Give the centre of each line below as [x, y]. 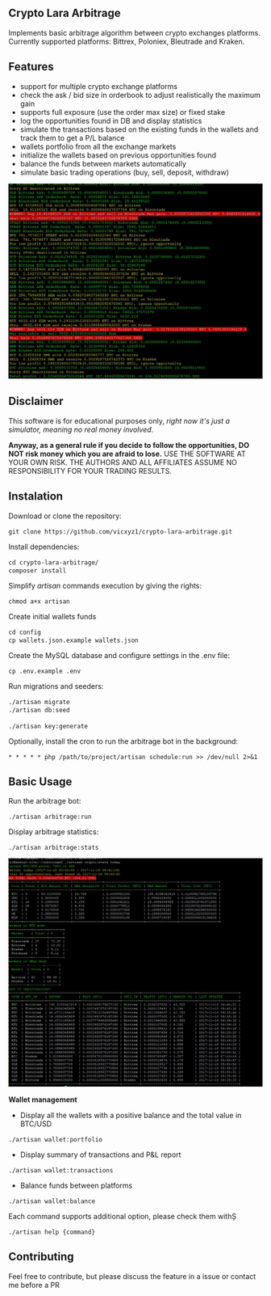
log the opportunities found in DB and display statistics [111, 120]
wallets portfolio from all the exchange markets [98, 146]
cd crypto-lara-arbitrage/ [54, 562]
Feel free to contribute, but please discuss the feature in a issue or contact [132, 1276]
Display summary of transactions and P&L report [100, 1155]
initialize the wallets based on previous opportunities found [118, 155]
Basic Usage [40, 782]
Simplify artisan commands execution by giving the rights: [105, 585]
